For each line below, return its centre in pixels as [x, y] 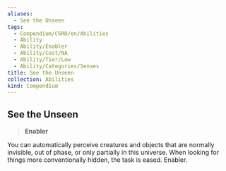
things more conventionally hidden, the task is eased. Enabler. [97, 160]
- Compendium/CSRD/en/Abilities [61, 33]
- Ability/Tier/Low [42, 60]
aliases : [20, 14]
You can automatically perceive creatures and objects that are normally [111, 145]
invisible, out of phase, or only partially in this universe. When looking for [113, 153]
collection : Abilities [41, 79]
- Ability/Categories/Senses [56, 66]
